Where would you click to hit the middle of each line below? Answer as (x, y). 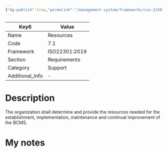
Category (19, 67)
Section (17, 59)
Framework (21, 51)
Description (30, 98)
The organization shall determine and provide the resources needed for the (82, 112)
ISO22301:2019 (67, 51)
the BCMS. (16, 122)
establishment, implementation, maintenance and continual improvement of (83, 117)
